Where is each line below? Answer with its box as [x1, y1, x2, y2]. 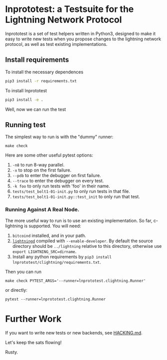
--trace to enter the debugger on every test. [12, 178, 104, 184]
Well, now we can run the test [5, 106, 66, 112]
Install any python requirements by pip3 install [12, 253, 112, 260]
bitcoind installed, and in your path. [12, 232, 86, 238]
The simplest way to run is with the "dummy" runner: [5, 134, 114, 140]
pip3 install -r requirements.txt [5, 78, 77, 83]
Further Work [5, 313, 62, 325]
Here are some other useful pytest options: [5, 152, 94, 158]
